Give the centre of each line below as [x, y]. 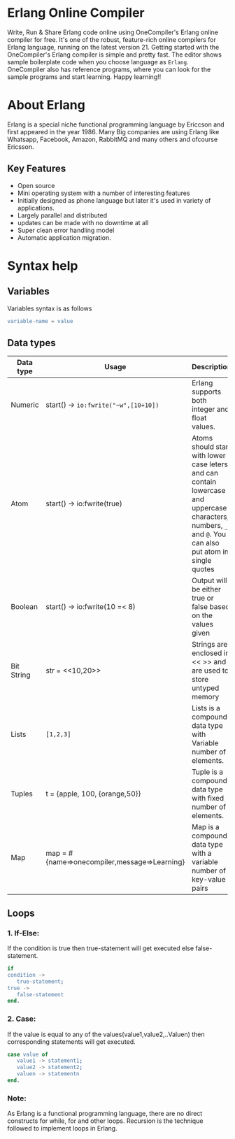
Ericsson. [21, 146]
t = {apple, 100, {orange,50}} [93, 794]
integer [203, 409]
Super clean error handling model [66, 230]
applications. [36, 208]
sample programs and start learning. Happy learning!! [84, 77]
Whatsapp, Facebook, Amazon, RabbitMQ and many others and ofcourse [113, 139]
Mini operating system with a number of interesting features [104, 193]
